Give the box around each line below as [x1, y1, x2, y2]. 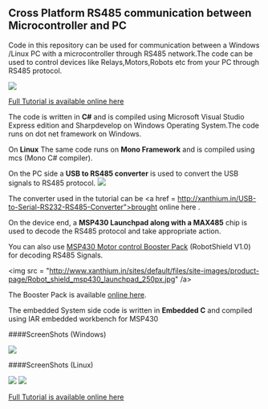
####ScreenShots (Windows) [8, 329, 107, 339]
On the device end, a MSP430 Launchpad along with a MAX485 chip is [8, 217, 247, 227]
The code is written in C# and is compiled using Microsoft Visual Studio [8, 111, 245, 121]
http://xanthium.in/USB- [177, 193, 257, 203]
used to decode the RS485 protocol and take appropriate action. [8, 226, 221, 236]
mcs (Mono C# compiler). [8, 152, 93, 163]
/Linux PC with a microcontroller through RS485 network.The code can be [8, 48, 254, 59]
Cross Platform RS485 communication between [8, 6, 252, 20]
